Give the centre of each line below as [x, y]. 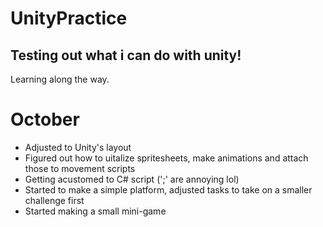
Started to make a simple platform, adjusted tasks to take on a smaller [168, 189]
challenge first [54, 200]
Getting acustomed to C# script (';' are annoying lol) [132, 179]
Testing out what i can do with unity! [126, 55]
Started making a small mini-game [95, 211]
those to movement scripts [80, 168]
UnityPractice [69, 18]
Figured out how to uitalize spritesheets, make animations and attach [166, 158]
